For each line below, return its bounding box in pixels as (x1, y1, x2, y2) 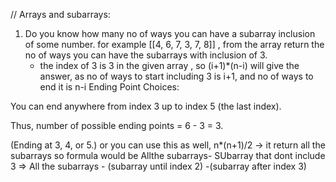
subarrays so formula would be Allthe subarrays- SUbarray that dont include (10, 150, 326, 161)
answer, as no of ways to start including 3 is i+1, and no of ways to (39, 70, 314, 82)
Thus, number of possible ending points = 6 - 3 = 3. (10, 120, 224, 131)
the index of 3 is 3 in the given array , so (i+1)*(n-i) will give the (39, 60, 300, 71)
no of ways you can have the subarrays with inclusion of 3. (24, 49, 268, 61)
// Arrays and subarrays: (10, 9, 111, 20)
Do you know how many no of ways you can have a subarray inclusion (24, 28, 316, 39)
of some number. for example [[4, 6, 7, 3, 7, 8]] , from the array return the (24, 39, 325, 50)
